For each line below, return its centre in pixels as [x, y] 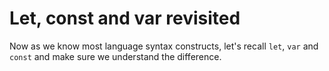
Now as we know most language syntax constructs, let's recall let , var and [164, 46]
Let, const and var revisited [125, 18]
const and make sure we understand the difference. [115, 56]
